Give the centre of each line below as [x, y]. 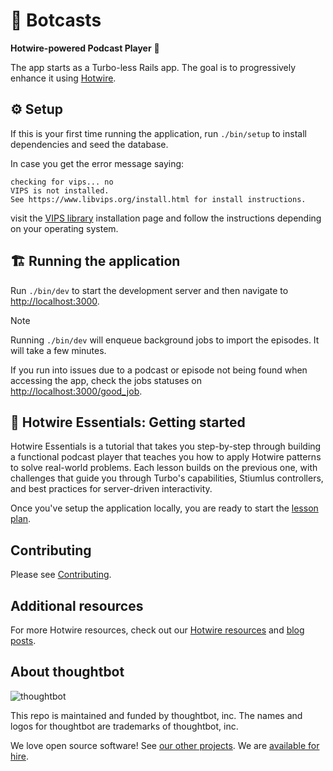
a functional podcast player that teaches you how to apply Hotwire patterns [166, 457]
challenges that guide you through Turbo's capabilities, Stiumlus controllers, [167, 478]
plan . [21, 519]
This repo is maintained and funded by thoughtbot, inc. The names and [156, 715]
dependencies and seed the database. [89, 144]
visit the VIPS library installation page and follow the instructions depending [166, 218]
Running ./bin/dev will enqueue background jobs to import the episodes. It [165, 340]
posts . [23, 640]
